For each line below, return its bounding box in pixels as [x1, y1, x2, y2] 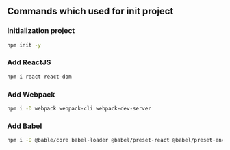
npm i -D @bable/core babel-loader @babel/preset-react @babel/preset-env [7, 137, 225, 144]
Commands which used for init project [7, 5, 174, 17]
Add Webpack [7, 89, 55, 99]
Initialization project [7, 26, 75, 36]
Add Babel [7, 121, 42, 131]
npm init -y [7, 41, 41, 49]
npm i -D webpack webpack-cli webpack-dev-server [7, 105, 152, 112]
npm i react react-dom [7, 73, 72, 80]
